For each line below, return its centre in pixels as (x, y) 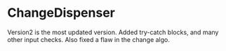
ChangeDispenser (61, 13)
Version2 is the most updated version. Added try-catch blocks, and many (113, 32)
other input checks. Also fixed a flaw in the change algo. (89, 39)
